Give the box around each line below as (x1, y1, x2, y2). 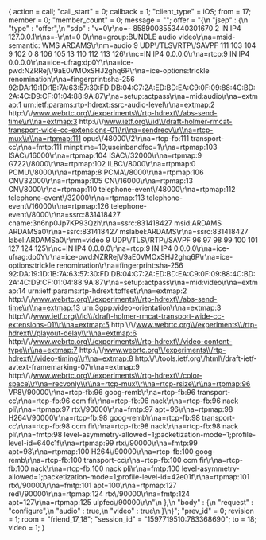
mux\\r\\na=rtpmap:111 (8, 134, 82, 143)
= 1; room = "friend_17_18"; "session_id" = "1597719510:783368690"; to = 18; (8, 515, 257, 524)
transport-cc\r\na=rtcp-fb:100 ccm (83, 456, 199, 464)
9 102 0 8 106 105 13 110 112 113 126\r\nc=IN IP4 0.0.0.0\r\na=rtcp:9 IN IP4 (8, 49, 250, 58)
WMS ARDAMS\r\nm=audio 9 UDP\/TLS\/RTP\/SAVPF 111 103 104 (41, 41, 256, 50)
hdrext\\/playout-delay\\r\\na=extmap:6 (8, 328, 137, 338)
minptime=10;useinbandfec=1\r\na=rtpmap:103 (63, 143, 218, 151)
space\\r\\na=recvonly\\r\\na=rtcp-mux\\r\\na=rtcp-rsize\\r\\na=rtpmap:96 (8, 379, 251, 389)
